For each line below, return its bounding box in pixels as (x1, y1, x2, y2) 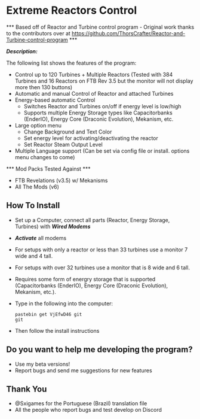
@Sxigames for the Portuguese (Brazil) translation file (14, 400, 147, 407)
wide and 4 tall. (14, 252, 53, 259)
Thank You (6, 384, 47, 394)
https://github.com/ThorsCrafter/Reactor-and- (71, 29, 186, 37)
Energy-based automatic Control (14, 96, 96, 104)
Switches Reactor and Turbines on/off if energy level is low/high (23, 102, 181, 110)
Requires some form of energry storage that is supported (14, 275, 156, 283)
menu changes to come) (14, 153, 75, 160)
